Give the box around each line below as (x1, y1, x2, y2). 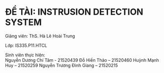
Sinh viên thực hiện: (5, 52, 46, 58)
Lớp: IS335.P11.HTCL (5, 42, 48, 48)
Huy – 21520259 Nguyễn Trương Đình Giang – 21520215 (5, 62, 118, 68)
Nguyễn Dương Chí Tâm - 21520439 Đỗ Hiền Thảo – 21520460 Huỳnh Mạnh (5, 57, 160, 63)
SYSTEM (5, 17, 42, 28)
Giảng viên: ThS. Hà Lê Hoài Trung (5, 33, 75, 39)
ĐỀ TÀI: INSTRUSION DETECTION (5, 6, 143, 18)
